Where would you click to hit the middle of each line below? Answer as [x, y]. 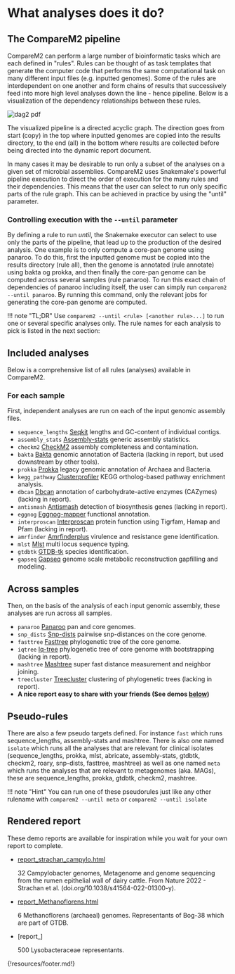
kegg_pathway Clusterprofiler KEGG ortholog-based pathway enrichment [121, 477]
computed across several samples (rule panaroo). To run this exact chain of [116, 280]
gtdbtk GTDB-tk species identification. [73, 552]
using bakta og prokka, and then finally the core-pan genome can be [107, 272]
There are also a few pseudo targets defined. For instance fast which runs [115, 733]
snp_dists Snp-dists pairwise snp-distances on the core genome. [112, 634]
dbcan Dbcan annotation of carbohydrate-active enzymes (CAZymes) [117, 492]
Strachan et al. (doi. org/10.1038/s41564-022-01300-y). [96, 887]
